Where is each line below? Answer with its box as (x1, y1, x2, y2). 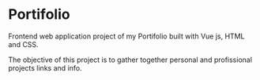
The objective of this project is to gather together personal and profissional (8, 55, 253, 64)
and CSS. (8, 39, 39, 49)
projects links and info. (8, 63, 82, 72)
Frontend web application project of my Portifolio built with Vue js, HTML (8, 31, 245, 41)
